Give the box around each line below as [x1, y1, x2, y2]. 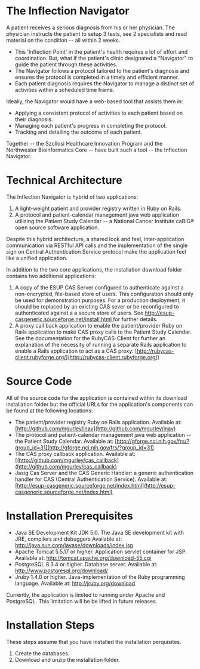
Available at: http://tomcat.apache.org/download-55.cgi [14, 554, 152, 562]
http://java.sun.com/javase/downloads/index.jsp [14, 541, 133, 548]
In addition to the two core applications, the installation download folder [6, 266, 183, 273]
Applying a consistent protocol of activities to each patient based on [14, 109, 183, 116]
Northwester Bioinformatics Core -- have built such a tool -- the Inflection [6, 146, 187, 153]
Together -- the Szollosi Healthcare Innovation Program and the [6, 140, 163, 147]
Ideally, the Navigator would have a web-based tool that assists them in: [6, 97, 183, 105]
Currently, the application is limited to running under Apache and [6, 591, 165, 598]
